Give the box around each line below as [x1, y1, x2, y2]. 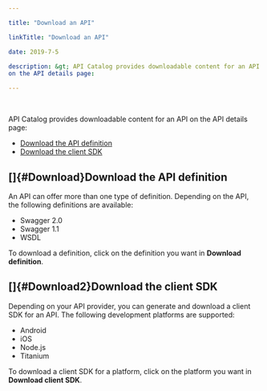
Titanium [19, 351, 50, 360]
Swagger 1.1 [19, 224, 59, 234]
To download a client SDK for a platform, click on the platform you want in [8, 366, 252, 376]
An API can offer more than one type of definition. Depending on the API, [8, 191, 249, 201]
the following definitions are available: [8, 200, 134, 210]
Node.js [19, 342, 47, 352]
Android [19, 325, 47, 335]
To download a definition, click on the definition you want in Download [8, 248, 242, 258]
